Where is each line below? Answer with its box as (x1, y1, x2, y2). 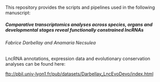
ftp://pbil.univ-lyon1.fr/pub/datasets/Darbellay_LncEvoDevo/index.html (5, 71, 154, 77)
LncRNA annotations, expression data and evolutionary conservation (5, 56, 150, 62)
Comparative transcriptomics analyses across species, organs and (5, 21, 153, 28)
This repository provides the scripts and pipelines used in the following (5, 5, 155, 10)
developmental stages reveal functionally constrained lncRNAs (5, 26, 144, 33)
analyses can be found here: (5, 61, 66, 67)
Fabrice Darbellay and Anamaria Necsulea (5, 39, 96, 45)
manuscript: (5, 10, 31, 16)
